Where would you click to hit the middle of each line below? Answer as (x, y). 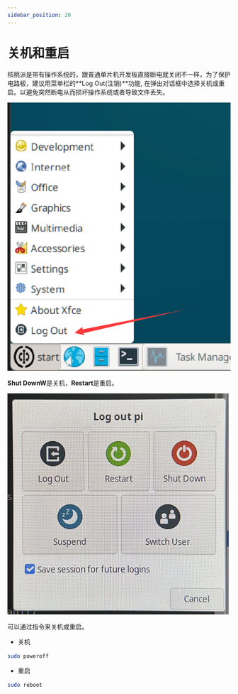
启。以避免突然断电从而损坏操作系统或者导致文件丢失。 (88, 92)
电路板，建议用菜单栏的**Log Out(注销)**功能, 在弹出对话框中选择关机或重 (116, 83)
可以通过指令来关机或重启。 (48, 627)
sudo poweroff (28, 656)
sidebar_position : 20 (39, 15)
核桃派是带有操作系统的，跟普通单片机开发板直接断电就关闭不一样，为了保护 (119, 74)
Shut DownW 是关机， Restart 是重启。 (63, 383)
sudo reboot (25, 685)
